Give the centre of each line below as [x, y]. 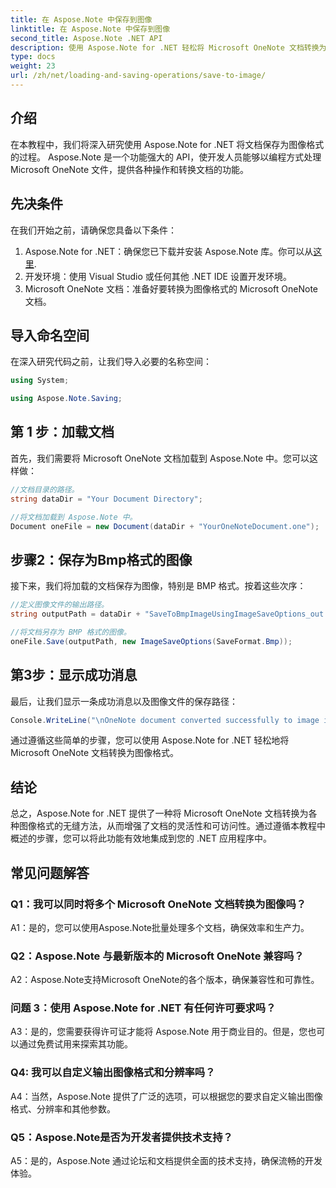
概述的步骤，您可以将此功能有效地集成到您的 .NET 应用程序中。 [141, 838]
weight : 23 [33, 66]
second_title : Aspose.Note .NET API [86, 38]
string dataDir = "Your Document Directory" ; [106, 499]
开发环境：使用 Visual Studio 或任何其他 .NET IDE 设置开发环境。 [158, 276]
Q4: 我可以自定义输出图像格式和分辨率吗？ [113, 1073]
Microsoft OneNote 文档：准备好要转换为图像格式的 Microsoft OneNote [171, 288]
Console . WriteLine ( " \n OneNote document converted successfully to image [165, 720]
